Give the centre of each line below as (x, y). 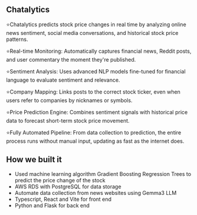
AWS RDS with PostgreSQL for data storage (68, 187)
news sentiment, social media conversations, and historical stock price (92, 33)
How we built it (34, 160)
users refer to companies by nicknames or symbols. (70, 100)
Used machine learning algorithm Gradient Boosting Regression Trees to (103, 174)
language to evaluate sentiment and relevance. (63, 80)
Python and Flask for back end (52, 205)
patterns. (17, 39)
